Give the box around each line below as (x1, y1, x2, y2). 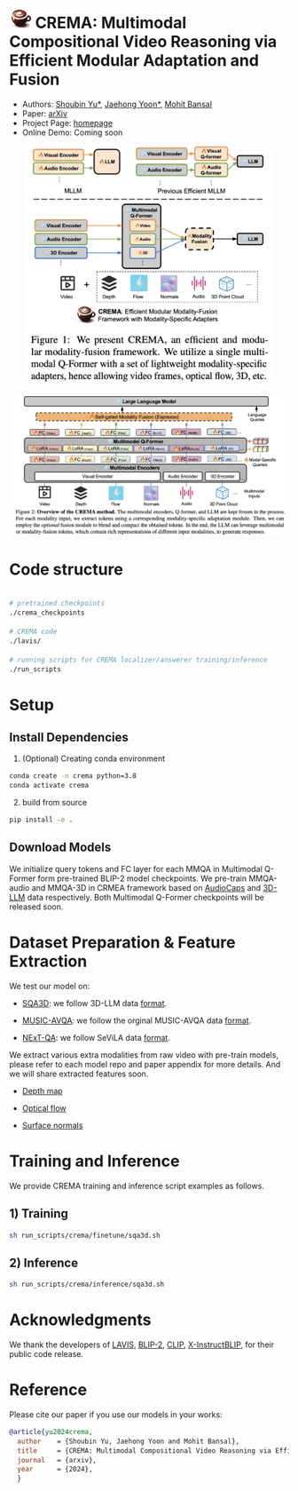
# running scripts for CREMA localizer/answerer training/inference (9, 655, 268, 664)
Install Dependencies (9, 729, 129, 745)
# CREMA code (9, 627, 58, 637)
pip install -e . (9, 815, 74, 825)
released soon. (9, 901, 64, 912)
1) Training (9, 1206, 69, 1221)
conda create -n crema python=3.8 (9, 772, 137, 781)
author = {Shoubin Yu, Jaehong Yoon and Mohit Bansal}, (17, 1437, 240, 1446)
